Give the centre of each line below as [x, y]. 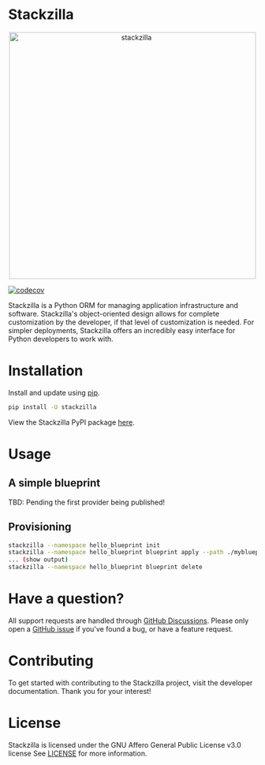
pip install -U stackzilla [52, 407]
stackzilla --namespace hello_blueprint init [84, 545]
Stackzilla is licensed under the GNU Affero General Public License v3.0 [125, 744]
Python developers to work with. [61, 339]
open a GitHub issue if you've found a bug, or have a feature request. [121, 629]
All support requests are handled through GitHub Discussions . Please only [129, 621]
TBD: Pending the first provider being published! [87, 502]
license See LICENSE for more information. [78, 753]
